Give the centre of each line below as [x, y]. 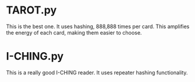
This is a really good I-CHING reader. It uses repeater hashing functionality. [97, 72]
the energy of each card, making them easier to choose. [74, 32]
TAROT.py [31, 10]
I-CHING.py [35, 57]
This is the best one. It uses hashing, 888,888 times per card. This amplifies [98, 26]
